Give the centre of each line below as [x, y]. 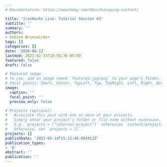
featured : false [22, 60]
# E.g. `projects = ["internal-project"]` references [64, 125]
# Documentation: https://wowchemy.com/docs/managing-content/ [72, 10]
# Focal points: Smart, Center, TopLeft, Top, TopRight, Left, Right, [80, 83]
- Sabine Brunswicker [28, 37]
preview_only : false [31, 102]
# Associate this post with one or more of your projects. [70, 115]
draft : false [19, 65]
